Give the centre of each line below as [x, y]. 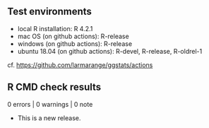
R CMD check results [54, 87]
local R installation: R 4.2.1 [55, 28]
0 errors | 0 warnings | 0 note [50, 104]
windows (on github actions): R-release [75, 43]
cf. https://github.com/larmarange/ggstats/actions [80, 65]
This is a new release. [49, 118]
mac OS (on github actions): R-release [73, 36]
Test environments [49, 12]
